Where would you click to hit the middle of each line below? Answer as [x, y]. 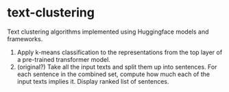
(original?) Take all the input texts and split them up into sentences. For [117, 67]
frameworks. [25, 38]
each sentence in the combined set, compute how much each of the [113, 74]
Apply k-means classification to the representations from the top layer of [120, 52]
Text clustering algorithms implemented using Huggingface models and [108, 32]
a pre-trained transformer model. [64, 59]
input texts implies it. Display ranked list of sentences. [93, 81]
